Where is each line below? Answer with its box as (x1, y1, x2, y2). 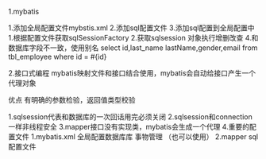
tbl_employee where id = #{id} (8, 52, 107, 61)
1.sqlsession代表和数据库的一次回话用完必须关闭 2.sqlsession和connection (8, 112, 253, 122)
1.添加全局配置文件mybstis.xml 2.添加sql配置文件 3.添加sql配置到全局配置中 (8, 23, 255, 33)
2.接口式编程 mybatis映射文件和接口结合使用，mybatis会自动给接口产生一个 (8, 68, 256, 78)
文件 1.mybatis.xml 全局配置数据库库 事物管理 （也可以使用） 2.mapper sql (14, 132, 259, 142)
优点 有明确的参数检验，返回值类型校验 (8, 95, 136, 104)
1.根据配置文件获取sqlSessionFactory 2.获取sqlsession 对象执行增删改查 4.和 (8, 33, 259, 42)
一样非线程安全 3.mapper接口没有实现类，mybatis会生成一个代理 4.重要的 (8, 122, 250, 131)
